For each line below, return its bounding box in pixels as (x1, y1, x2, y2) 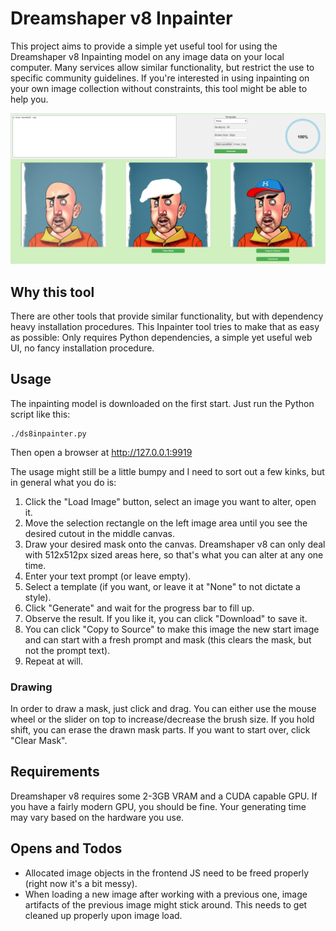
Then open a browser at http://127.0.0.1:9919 (10, 446, 193, 458)
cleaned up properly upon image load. (24, 909, 183, 921)
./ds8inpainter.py (10, 428, 87, 439)
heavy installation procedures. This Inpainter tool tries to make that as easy (10, 320, 320, 332)
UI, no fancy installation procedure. (10, 342, 155, 354)
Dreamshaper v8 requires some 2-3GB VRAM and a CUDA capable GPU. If (10, 790, 318, 802)
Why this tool (10, 283, 95, 301)
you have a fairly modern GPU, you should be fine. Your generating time (10, 800, 307, 812)
